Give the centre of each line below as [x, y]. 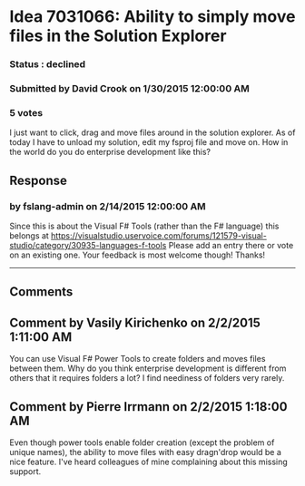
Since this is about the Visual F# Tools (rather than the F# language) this [144, 226]
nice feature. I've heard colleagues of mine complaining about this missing [148, 462]
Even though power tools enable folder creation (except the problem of [142, 442]
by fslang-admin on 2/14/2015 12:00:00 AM [108, 206]
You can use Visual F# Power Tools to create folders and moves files [138, 359]
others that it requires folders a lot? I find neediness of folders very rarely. [147, 378]
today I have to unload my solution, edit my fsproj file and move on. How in [149, 142]
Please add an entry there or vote [231, 246]
